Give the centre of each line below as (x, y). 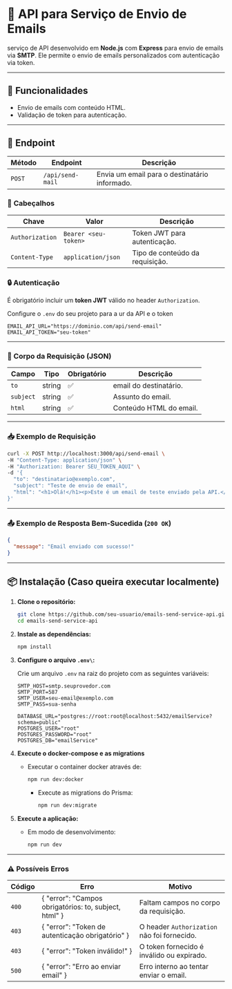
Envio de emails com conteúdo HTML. (71, 107)
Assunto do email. (142, 397)
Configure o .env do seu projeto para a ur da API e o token (90, 314)
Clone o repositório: (46, 602)
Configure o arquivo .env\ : (56, 660)
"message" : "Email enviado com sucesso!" (74, 546)
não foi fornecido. (168, 936)
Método (23, 162)
